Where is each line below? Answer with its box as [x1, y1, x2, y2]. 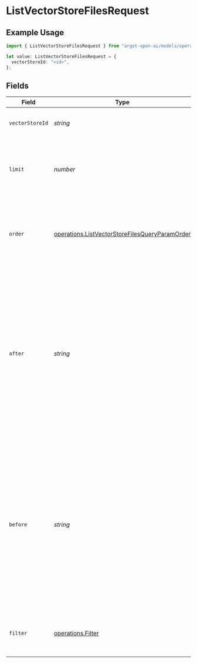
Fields [6, 80, 29, 90]
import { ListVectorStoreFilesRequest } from [6, 43, 119, 49]
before [9, 521, 28, 528]
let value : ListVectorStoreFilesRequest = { [6, 53, 117, 59]
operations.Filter [53, 630, 99, 638]
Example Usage [6, 28, 64, 38]
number [53, 166, 76, 174]
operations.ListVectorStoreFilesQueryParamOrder [53, 230, 191, 238]
